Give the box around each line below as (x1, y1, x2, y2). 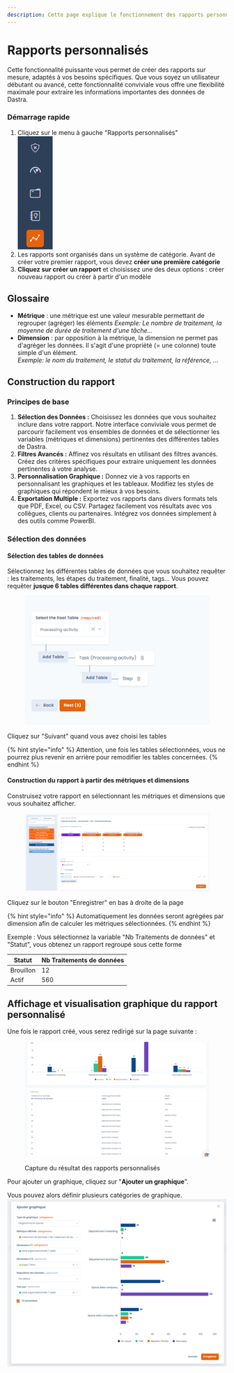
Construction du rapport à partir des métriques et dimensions (7, 776, 189, 785)
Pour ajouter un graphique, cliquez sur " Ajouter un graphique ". (7, 1177, 189, 1186)
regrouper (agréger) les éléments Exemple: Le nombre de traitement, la (17, 319, 222, 327)
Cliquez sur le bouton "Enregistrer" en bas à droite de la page (7, 899, 184, 907)
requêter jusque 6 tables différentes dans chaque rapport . (7, 582, 178, 590)
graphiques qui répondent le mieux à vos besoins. (17, 487, 162, 495)
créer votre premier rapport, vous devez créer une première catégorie (17, 257, 221, 266)
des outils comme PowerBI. (17, 517, 96, 525)
